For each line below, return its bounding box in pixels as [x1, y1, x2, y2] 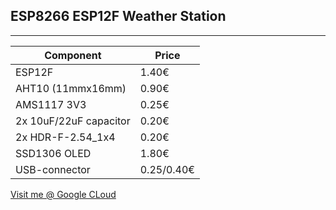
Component [44, 48, 102, 62]
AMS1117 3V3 [15, 97, 87, 111]
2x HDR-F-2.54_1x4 [15, 130, 116, 144]
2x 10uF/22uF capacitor [15, 114, 131, 128]
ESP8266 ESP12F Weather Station [10, 8, 227, 25]
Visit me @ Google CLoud [10, 188, 117, 200]
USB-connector [15, 162, 91, 176]
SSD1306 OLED [15, 146, 92, 160]
